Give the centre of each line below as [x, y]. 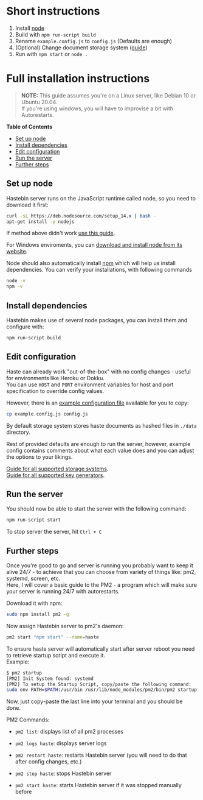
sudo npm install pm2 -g [38, 614]
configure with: [25, 327]
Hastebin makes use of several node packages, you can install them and [97, 320]
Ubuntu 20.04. [39, 102]
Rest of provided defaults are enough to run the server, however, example [98, 444]
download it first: [27, 205]
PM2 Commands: [28, 720]
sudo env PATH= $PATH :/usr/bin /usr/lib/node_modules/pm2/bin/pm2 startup [102, 690]
